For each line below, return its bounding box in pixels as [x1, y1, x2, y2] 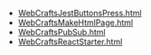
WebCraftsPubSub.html [17, 27, 106, 37]
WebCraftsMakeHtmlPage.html [17, 17, 134, 28]
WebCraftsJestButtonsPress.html [17, 8, 142, 18]
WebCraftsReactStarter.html [17, 36, 123, 47]
